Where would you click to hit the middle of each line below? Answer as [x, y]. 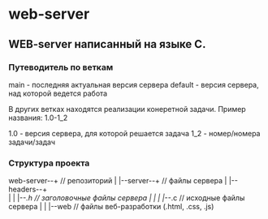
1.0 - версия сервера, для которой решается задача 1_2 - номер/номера [134, 133]
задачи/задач [32, 142]
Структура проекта [49, 163]
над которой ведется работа [58, 93]
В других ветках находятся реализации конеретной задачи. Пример [127, 109]
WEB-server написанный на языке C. [107, 44]
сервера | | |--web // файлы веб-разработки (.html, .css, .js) [111, 207]
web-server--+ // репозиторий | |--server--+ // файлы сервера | [118, 181]
